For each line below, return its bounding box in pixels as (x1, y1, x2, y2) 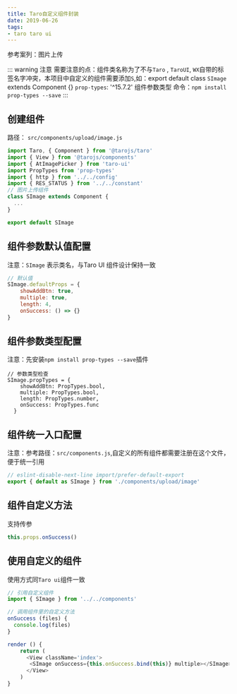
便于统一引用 (7, 457, 44, 466)
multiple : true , (20, 294, 68, 301)
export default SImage (7, 219, 74, 226)
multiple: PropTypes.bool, (20, 389, 99, 396)
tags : (7, 23, 23, 30)
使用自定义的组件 (7, 555, 82, 567)
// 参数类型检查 (7, 371, 49, 378)
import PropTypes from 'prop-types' (7, 167, 115, 174)
